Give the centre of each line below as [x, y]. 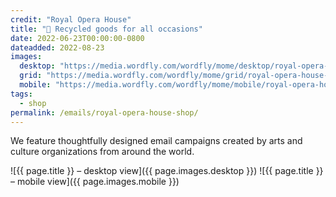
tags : [21, 94]
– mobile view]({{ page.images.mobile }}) [95, 182]
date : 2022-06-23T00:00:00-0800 [77, 38]
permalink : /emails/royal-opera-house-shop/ [104, 112]
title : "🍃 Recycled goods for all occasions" [106, 29]
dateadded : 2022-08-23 [57, 47]
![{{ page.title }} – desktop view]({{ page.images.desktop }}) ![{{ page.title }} [167, 171]
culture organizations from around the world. [102, 152]
